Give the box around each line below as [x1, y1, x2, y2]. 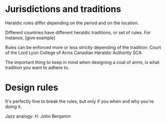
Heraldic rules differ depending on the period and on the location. [5, 20, 139, 26]
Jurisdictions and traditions [5, 3, 121, 15]
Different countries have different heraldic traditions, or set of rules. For [5, 29, 151, 35]
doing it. [5, 103, 22, 110]
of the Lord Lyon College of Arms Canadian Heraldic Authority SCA [5, 50, 142, 56]
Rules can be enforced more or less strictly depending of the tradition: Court [5, 44, 161, 50]
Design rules [5, 82, 58, 93]
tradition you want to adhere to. [5, 64, 69, 70]
